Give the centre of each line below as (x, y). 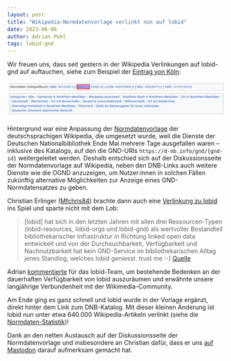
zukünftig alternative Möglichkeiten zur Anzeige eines (84, 180)
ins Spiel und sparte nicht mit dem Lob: (63, 208)
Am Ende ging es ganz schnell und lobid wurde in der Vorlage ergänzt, (108, 299)
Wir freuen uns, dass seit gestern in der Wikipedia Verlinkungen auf (103, 64)
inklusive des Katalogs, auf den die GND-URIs (73, 150)
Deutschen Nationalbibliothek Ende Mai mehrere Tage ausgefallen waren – (113, 143)
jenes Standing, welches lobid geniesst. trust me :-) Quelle (108, 258)
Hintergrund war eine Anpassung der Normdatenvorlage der (93, 129)
